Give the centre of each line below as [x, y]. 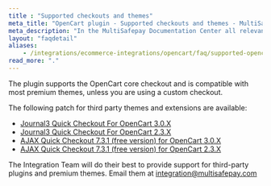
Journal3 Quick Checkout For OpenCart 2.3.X [96, 132]
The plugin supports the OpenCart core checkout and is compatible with [128, 83]
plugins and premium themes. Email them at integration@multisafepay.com [133, 173]
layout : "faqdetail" [43, 38]
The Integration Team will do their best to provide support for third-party [129, 164]
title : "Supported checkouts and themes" [81, 16]
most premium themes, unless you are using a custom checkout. [116, 92]
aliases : [23, 46]
